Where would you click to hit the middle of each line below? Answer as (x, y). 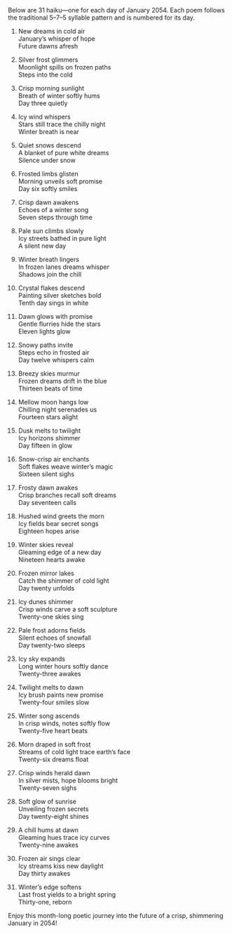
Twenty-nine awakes (48, 845)
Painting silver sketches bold (60, 295)
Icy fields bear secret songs (58, 524)
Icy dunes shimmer (46, 602)
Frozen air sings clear (49, 859)
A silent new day (42, 246)
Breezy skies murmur (49, 374)
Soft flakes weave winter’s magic (66, 467)
